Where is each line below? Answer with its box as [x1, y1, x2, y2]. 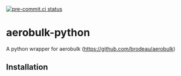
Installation [6, 62, 48, 72]
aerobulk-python [6, 26, 90, 39]
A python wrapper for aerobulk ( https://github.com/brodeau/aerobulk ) [6, 45, 176, 52]
